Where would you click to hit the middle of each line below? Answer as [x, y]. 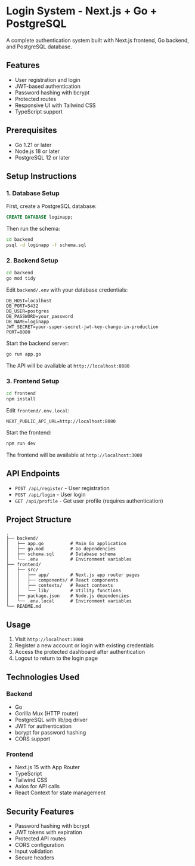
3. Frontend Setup [33, 381]
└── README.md [24, 607]
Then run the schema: [33, 229]
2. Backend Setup [32, 260]
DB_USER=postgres [28, 311]
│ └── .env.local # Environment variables [69, 601]
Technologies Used [43, 677]
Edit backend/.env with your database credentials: [67, 290]
